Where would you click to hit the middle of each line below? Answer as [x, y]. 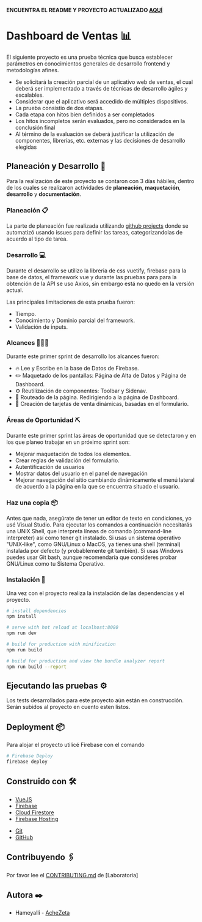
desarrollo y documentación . [44, 194]
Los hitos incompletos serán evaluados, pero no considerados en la [100, 121]
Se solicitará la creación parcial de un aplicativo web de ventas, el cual [104, 82]
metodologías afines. [33, 70]
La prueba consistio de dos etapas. [60, 108]
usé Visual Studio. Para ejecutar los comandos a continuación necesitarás [99, 525]
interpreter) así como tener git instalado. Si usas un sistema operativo [94, 538]
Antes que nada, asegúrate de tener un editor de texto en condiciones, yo [99, 519]
